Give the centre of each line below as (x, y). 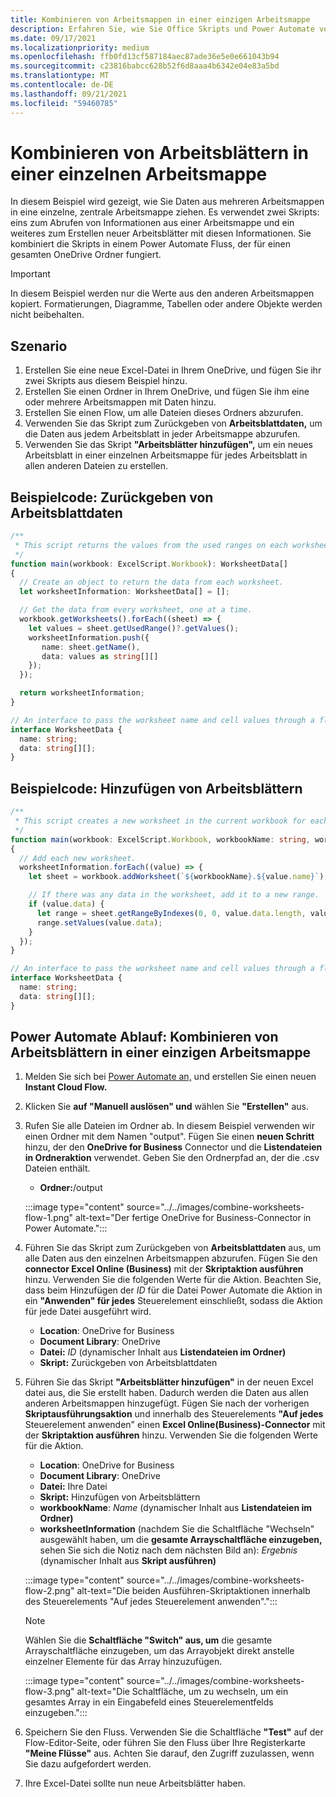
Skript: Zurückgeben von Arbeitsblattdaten (128, 1363)
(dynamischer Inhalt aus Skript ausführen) (128, 1561)
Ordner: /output (71, 1188)
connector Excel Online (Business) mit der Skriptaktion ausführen (164, 1269)
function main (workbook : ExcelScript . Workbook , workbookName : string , (160, 839)
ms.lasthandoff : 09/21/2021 (69, 94)
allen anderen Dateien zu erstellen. (96, 466)
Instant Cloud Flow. (66, 1087)
